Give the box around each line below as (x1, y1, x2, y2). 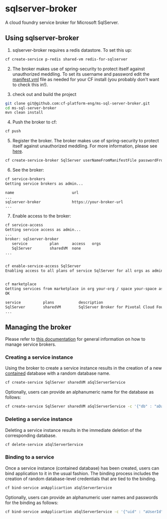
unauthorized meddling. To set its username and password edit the (12, 71, 150, 77)
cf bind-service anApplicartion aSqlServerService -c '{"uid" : (5, 509, 141, 514)
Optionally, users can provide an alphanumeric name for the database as (5, 389, 154, 395)
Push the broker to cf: (12, 119, 57, 125)
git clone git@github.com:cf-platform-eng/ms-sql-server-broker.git (5, 101, 150, 106)
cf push (5, 129, 21, 134)
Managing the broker (5, 323, 72, 331)
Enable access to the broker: (12, 213, 71, 219)
